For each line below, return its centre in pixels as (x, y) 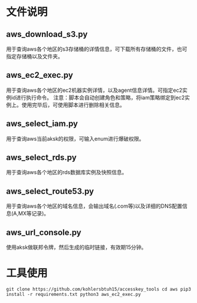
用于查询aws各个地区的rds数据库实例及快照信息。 (67, 172)
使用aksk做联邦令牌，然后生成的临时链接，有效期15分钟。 (76, 247)
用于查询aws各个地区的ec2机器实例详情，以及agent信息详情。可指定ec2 (94, 90)
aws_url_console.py (44, 232)
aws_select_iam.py (42, 124)
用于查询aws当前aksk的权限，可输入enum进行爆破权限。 (75, 138)
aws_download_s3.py (47, 34)
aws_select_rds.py (41, 157)
